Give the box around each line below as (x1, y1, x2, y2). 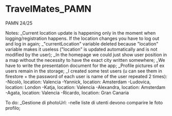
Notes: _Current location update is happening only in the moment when (5, 30, 156, 36)
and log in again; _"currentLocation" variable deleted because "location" (5, 40, 159, 47)
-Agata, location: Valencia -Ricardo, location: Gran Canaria (5, 89, 129, 96)
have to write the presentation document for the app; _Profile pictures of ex (5, 62, 165, 68)
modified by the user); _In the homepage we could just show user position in (5, 52, 167, 58)
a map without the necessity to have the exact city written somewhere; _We (5, 57, 165, 63)
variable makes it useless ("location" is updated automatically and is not (5, 46, 158, 52)
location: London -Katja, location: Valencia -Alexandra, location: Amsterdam (5, 84, 166, 90)
